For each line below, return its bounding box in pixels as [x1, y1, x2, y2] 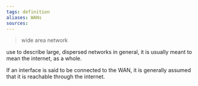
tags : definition [6, 8, 50, 15]
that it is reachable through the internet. [6, 73, 105, 81]
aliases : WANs [6, 15, 42, 21]
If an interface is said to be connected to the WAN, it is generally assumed [6, 67, 191, 74]
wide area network [21, 37, 68, 44]
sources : [6, 20, 28, 26]
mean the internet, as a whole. [6, 55, 82, 62]
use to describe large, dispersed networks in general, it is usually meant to [6, 48, 193, 56]
